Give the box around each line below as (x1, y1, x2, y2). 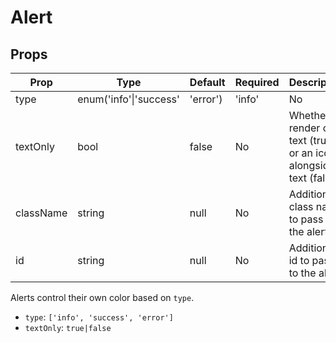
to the (288, 266, 317, 280)
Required (234, 76, 280, 89)
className (15, 206, 68, 220)
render (288, 121, 321, 135)
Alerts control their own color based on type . (10, 292, 195, 303)
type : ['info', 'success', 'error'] (24, 311, 174, 323)
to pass (288, 212, 324, 226)
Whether (288, 109, 330, 122)
